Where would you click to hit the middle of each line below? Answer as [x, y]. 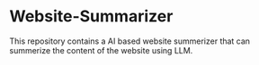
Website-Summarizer [91, 16]
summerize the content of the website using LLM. [101, 50]
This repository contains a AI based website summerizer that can [129, 41]
